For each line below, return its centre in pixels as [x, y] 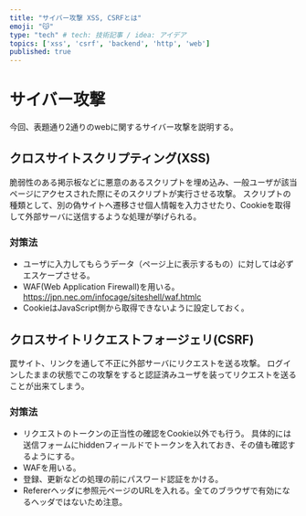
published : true [40, 52]
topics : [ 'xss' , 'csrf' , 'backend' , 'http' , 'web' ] [110, 43]
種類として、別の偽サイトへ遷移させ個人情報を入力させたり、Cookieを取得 [150, 205]
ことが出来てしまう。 [49, 385]
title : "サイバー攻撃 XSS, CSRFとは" [75, 18]
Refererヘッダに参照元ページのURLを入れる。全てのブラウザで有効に [153, 490]
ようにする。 [55, 457]
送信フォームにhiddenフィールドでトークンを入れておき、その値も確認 [155, 445]
